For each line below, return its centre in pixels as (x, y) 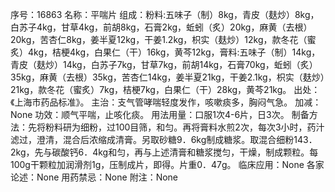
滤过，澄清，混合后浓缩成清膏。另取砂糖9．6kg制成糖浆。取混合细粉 (152, 139)
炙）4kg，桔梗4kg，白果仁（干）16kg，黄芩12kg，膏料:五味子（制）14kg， (165, 52)
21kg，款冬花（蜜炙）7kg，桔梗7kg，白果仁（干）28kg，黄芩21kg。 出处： (165, 89)
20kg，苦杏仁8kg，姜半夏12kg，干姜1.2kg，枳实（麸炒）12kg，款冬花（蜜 (163, 39)
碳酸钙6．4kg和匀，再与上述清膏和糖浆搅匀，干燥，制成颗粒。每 (185, 152)
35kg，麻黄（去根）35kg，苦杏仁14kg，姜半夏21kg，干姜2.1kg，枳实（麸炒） (167, 77)
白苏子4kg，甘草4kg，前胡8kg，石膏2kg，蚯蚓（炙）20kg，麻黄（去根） (161, 27)
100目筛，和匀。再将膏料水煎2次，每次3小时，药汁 (219, 127)
